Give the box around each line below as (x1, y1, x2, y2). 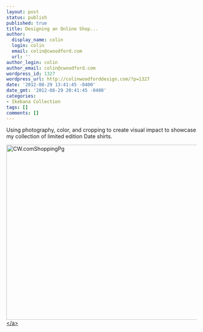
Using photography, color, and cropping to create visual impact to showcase (6, 126, 196, 133)
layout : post (6, 8, 39, 15)
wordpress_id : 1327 (6, 71, 56, 77)
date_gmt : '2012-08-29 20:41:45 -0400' (6, 88, 107, 94)
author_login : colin (6, 59, 59, 65)
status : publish (6, 14, 47, 21)
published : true (6, 20, 47, 26)
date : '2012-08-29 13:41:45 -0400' (6, 82, 96, 88)
